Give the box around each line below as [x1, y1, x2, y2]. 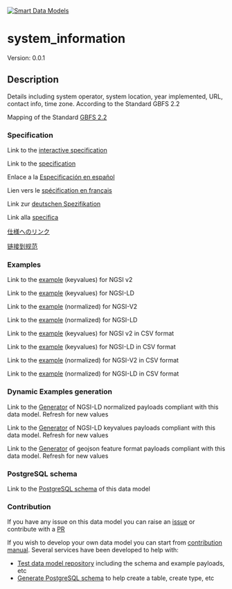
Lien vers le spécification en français [7, 186, 112, 195]
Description [7, 73, 59, 86]
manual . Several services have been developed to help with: [7, 546, 179, 554]
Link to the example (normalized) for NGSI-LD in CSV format [7, 369, 179, 378]
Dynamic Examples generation [7, 387, 113, 396]
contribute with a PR [7, 525, 65, 534]
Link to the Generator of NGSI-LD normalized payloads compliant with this [7, 403, 219, 411]
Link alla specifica [7, 213, 59, 222]
